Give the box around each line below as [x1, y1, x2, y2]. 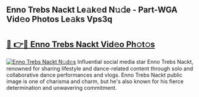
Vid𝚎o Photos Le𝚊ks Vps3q [6, 14, 113, 25]
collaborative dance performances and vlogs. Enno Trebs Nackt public [6, 72, 183, 78]
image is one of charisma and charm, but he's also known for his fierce [6, 78, 184, 85]
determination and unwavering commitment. [6, 84, 117, 91]
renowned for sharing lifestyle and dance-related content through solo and [6, 65, 194, 72]
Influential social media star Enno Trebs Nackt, [77, 58, 194, 65]
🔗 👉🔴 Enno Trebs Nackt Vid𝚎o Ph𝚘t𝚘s [6, 39, 155, 49]
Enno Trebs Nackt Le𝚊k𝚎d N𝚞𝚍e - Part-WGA [6, 5, 178, 15]
